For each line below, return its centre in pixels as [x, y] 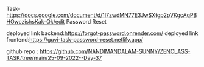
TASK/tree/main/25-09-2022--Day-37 [54, 58]
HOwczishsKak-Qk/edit [36, 21]
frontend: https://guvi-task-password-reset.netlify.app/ [75, 40]
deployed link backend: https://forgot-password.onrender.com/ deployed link [102, 33]
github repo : [22, 51]
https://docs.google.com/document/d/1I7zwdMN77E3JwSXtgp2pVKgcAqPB [102, 15]
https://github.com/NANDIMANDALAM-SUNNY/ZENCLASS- [115, 51]
